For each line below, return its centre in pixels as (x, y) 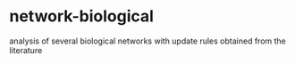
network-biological (82, 16)
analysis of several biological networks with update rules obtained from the (147, 41)
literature (26, 50)
